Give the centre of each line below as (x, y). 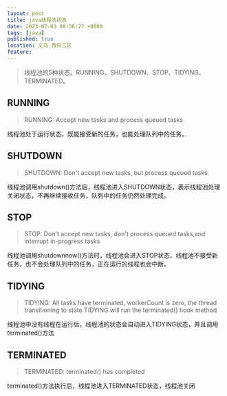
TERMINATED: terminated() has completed (84, 371)
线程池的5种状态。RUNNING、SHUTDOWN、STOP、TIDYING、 (114, 72)
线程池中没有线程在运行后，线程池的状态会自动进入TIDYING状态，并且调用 (113, 324)
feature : (20, 52)
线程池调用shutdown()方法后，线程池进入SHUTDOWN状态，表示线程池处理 (114, 187)
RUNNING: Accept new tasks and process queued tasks (104, 119)
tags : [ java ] (26, 33)
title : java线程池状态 (37, 20)
